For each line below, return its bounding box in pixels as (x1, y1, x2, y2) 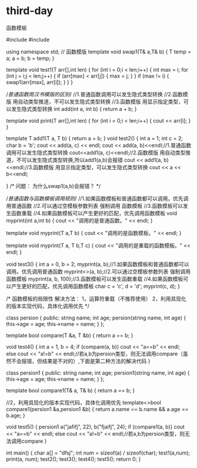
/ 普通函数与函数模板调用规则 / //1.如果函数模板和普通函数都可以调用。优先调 (6, 195, 189, 202)
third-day (6, 4, 54, 18)
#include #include (6, 36, 50, 43)
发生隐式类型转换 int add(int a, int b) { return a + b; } (11, 105, 137, 112)
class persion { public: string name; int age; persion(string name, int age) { (6, 314, 186, 321)
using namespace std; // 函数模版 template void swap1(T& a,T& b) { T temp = (6, 48, 192, 55)
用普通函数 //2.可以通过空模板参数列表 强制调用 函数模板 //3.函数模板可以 (6, 202, 183, 209)
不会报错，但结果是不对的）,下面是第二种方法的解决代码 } (11, 357, 151, 365)
